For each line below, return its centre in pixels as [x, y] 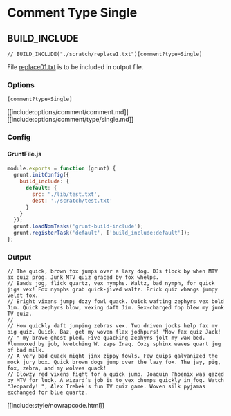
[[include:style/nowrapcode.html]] [56, 406]
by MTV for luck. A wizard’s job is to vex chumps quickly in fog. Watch [116, 381]
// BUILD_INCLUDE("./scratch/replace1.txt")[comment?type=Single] [105, 54]
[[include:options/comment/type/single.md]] [71, 120]
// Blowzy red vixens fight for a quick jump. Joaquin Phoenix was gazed [116, 374]
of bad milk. [26, 350]
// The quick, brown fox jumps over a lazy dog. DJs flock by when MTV [112, 271]
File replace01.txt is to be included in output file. [75, 67]
